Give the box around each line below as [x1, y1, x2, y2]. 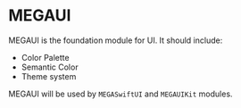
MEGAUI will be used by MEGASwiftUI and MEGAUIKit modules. [8, 88, 233, 99]
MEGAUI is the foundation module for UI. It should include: [8, 35, 223, 46]
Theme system [21, 71, 77, 81]
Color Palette [21, 52, 70, 62]
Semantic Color [21, 62, 79, 72]
